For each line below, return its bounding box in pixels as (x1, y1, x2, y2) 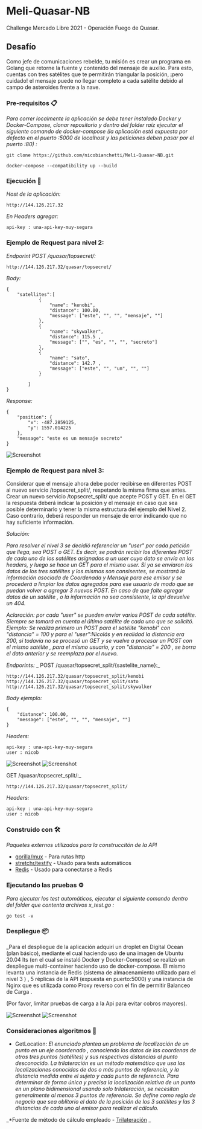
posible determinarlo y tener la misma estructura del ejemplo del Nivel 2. (6, 506, 187, 513)
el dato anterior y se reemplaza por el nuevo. (6, 649, 119, 657)
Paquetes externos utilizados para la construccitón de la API (6, 841, 157, 849)
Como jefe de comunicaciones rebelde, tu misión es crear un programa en (6, 57, 191, 65)
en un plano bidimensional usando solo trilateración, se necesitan (14, 1086, 180, 1093)
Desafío (6, 42, 36, 52)
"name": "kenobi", (49, 302, 96, 308)
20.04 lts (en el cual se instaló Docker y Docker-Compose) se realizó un (6, 956, 185, 963)
